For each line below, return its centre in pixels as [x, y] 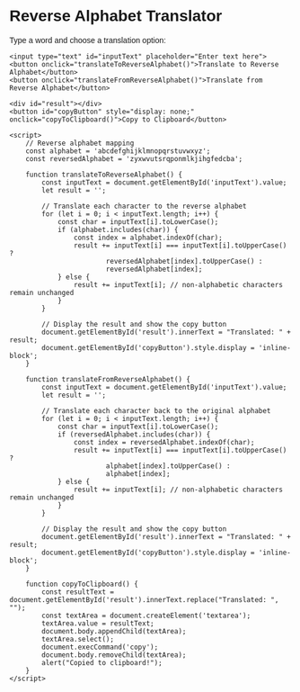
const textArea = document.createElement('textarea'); [146, 616]
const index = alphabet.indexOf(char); [148, 238]
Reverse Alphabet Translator [116, 16]
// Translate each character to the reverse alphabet [144, 206]
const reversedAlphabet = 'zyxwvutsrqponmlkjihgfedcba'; [134, 158]
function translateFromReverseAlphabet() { [108, 379]
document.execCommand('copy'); [100, 647]
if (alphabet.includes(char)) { [118, 229]
